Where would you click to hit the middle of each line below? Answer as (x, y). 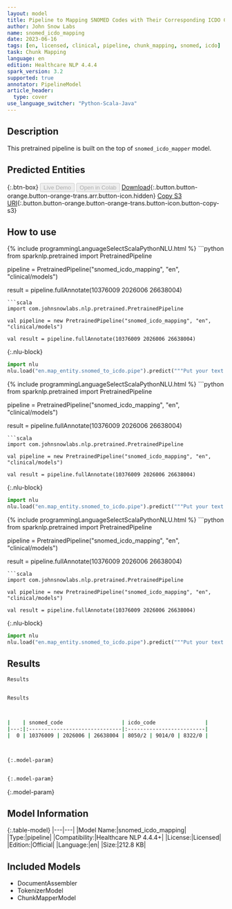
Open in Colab (98, 187)
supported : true (30, 78)
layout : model (28, 13)
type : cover (31, 97)
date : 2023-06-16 (32, 39)
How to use (32, 232)
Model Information (48, 813)
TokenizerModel (40, 891)
